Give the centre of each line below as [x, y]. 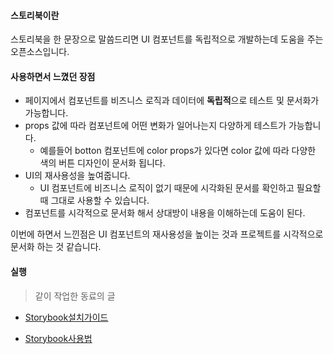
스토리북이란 [35, 15]
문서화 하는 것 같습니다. [56, 247]
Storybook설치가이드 [66, 317]
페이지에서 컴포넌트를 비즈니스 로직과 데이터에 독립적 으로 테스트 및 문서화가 [172, 101]
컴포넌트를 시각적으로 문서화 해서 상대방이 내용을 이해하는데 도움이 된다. [165, 213]
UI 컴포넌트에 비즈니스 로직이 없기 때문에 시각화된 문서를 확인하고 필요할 [180, 188]
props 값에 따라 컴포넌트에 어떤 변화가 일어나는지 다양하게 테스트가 [155, 126]
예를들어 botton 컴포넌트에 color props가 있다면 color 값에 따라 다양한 [178, 151]
